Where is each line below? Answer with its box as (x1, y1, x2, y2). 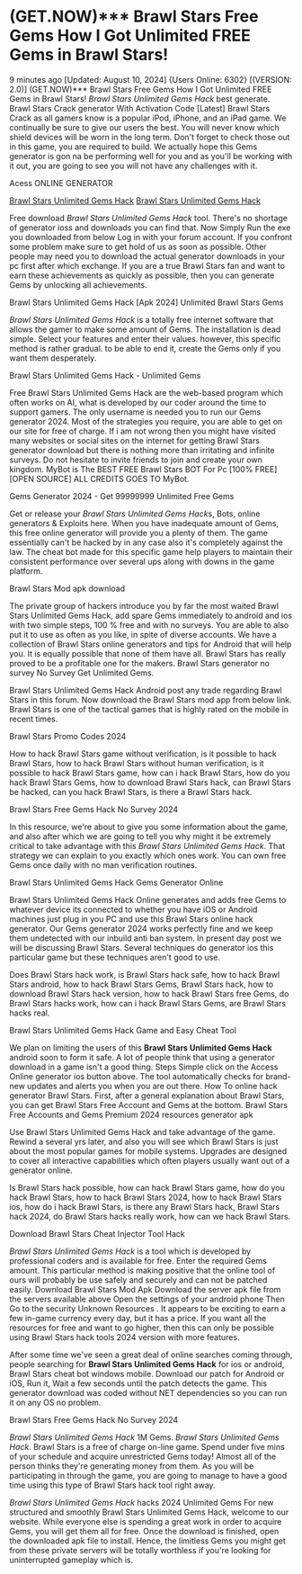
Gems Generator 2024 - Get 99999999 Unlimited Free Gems (9, 490, 235, 501)
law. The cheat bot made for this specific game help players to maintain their (9, 546, 293, 557)
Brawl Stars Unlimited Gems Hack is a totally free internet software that (9, 314, 274, 325)
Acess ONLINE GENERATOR (9, 177, 114, 188)
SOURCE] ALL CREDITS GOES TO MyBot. (35, 473, 190, 484)
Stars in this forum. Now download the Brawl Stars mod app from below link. (9, 694, 292, 705)
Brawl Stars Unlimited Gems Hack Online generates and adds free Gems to (9, 894, 287, 905)
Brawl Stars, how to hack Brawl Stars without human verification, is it (9, 757, 264, 768)
